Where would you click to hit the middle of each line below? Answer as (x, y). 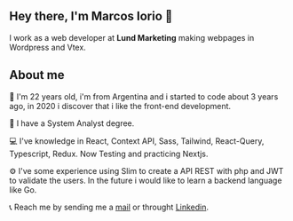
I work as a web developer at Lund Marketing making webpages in (132, 37)
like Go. (23, 189)
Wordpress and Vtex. (48, 47)
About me (37, 75)
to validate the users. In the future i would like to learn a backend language (146, 180)
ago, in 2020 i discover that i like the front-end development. (120, 106)
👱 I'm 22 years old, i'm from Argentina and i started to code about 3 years (144, 96)
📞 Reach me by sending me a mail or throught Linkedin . (109, 207)
